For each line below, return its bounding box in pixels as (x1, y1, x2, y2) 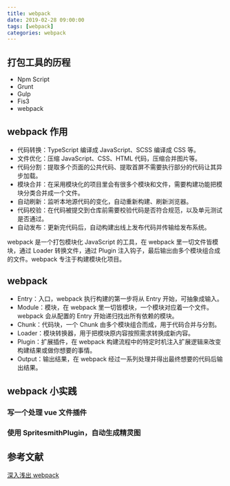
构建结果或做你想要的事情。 (17, 346, 96, 355)
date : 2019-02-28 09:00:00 (7, 17, 85, 23)
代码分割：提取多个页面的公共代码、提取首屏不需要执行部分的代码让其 (17, 162, 217, 171)
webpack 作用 (7, 126, 68, 138)
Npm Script (17, 75, 50, 83)
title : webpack (7, 10, 51, 17)
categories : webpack (7, 29, 67, 36)
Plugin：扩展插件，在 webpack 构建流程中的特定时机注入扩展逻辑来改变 (17, 337, 222, 346)
